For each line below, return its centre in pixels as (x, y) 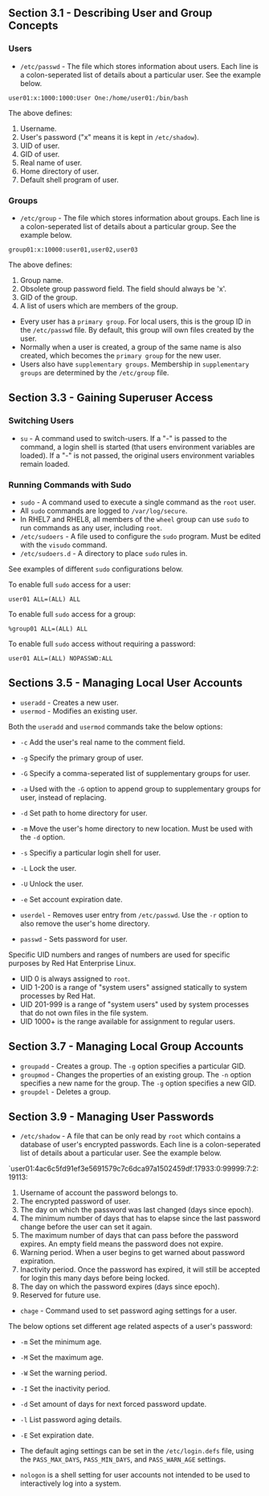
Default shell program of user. (69, 179)
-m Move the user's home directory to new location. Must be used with (136, 828)
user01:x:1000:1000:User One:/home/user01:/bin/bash (98, 98)
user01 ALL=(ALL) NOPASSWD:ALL (61, 658)
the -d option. (43, 837)
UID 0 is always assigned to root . (75, 979)
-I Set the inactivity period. (65, 1388)
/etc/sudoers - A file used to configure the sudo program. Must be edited (140, 536)
